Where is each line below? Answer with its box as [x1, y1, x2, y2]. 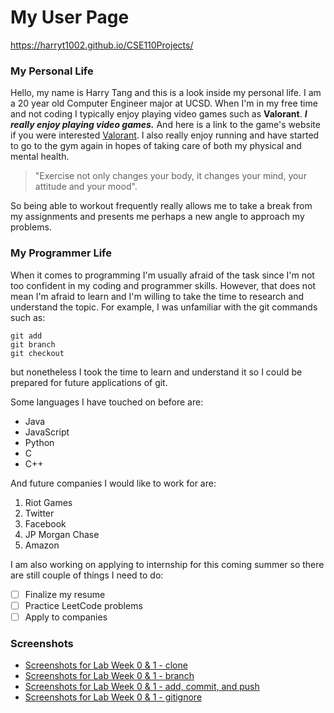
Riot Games [24, 496, 73, 508]
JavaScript [24, 426, 70, 438]
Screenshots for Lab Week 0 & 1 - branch [24, 670, 195, 682]
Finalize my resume [24, 588, 106, 600]
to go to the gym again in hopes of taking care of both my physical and [10, 140, 302, 152]
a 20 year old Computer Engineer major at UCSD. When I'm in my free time [10, 97, 318, 110]
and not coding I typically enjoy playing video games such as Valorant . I [10, 108, 308, 120]
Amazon [24, 539, 60, 551]
